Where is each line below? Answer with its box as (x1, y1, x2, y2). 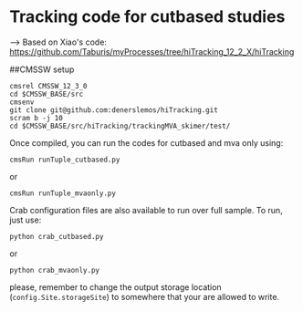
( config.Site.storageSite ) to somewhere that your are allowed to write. (9, 291, 280, 302)
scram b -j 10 (9, 113, 64, 122)
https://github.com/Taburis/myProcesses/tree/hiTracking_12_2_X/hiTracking (9, 46, 295, 57)
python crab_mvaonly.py (9, 265, 100, 275)
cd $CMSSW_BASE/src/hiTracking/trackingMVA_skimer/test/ (9, 121, 231, 130)
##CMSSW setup (9, 64, 75, 75)
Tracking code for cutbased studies (9, 6, 286, 27)
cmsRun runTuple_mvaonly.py (9, 189, 117, 198)
